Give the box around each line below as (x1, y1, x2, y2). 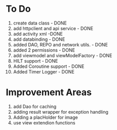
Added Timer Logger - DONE (13, 68, 75, 74)
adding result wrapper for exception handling (13, 109, 109, 115)
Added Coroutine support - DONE (13, 63, 85, 69)
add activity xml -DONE (13, 31, 63, 37)
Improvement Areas (6, 87, 92, 98)
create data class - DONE (13, 20, 67, 26)
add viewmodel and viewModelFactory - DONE (13, 52, 112, 59)
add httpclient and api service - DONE (13, 25, 93, 31)
